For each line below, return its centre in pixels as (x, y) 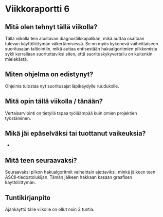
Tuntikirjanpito (28, 198)
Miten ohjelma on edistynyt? (49, 75)
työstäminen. (18, 118)
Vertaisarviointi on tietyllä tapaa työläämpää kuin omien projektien (71, 113)
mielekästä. (17, 59)
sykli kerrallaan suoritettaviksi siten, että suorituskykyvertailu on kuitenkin (79, 54)
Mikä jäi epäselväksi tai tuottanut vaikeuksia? (75, 134)
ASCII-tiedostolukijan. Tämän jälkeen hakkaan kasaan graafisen (69, 177)
